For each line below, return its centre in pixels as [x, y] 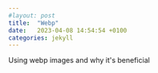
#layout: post [32, 15]
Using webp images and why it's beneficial [79, 60]
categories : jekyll [41, 38]
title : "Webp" [34, 23]
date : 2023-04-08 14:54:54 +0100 [68, 30]
